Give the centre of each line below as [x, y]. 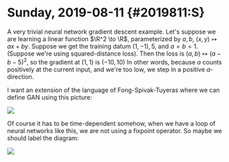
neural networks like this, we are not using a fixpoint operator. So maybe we [115, 130]
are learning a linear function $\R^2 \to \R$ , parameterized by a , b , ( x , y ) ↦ [112, 38]
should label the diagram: [43, 138]
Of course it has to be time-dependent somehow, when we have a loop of [111, 123]
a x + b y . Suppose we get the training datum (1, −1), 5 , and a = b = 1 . [102, 46]
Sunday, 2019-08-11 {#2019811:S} [106, 13]
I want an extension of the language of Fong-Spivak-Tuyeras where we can [113, 90]
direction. [21, 76]
